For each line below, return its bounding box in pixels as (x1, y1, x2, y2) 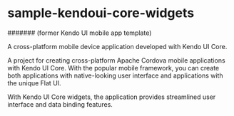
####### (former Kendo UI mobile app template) (7, 28, 152, 37)
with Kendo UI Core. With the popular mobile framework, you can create (7, 63, 220, 72)
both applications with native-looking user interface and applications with (7, 71, 223, 80)
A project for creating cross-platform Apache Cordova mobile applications (7, 56, 226, 65)
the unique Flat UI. (7, 78, 62, 87)
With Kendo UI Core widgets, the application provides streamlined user (7, 93, 216, 101)
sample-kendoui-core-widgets (7, 5, 195, 21)
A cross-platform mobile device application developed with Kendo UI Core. (7, 42, 228, 51)
